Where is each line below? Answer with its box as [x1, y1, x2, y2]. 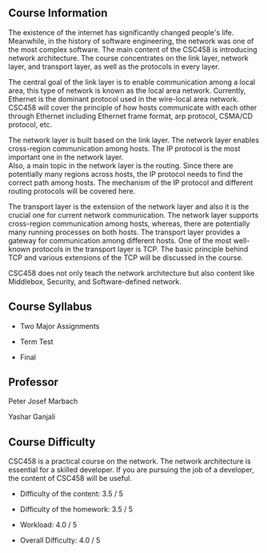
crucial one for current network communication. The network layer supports [8, 210, 259, 219]
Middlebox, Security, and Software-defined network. [8, 276, 182, 287]
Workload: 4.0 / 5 [19, 520, 78, 530]
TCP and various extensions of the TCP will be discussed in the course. [8, 252, 244, 262]
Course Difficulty [8, 435, 96, 449]
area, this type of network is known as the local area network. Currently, [8, 86, 246, 95]
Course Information [8, 6, 108, 20]
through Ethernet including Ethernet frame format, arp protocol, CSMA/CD [8, 111, 253, 121]
